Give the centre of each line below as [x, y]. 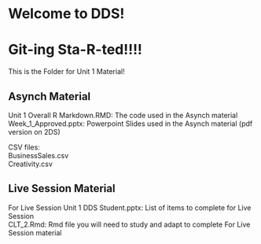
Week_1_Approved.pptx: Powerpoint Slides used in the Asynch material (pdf [130, 124]
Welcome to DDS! [66, 14]
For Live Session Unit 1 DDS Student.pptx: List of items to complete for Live [130, 207]
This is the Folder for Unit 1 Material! [66, 72]
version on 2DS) [34, 131]
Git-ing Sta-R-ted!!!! [75, 50]
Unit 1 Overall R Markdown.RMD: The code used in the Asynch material [123, 115]
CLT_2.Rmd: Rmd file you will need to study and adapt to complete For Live [129, 224]
